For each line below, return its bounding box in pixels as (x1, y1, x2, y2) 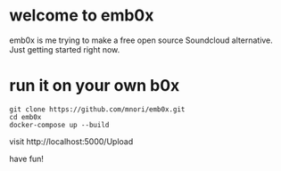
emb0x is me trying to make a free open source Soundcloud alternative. (9, 35, 274, 45)
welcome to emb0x (9, 5, 154, 26)
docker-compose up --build (9, 120, 110, 129)
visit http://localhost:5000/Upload (9, 135, 134, 147)
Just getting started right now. (9, 44, 120, 54)
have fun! (9, 153, 45, 164)
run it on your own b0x (9, 76, 180, 96)
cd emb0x (9, 112, 42, 121)
